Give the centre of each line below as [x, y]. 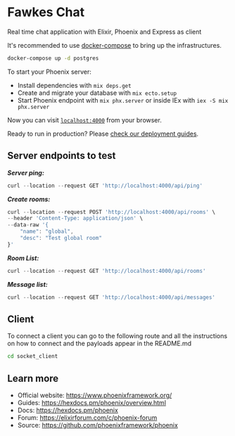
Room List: [23, 258]
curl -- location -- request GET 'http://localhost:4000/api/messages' [112, 297]
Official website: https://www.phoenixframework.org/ [95, 395]
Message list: [27, 284]
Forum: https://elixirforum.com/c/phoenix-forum [87, 418]
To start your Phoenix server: [49, 72]
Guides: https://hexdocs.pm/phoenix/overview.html [92, 403]
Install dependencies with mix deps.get [74, 85]
